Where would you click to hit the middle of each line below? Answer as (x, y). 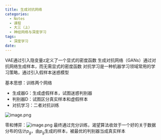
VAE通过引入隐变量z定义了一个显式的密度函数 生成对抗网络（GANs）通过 (79, 60)
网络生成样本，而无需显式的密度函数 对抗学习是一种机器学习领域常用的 (80, 66)
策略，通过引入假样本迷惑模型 (39, 72)
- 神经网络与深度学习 (28, 32)
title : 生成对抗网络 (24, 9)
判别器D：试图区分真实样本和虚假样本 (50, 99)
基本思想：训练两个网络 (28, 83)
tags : (10, 37)
